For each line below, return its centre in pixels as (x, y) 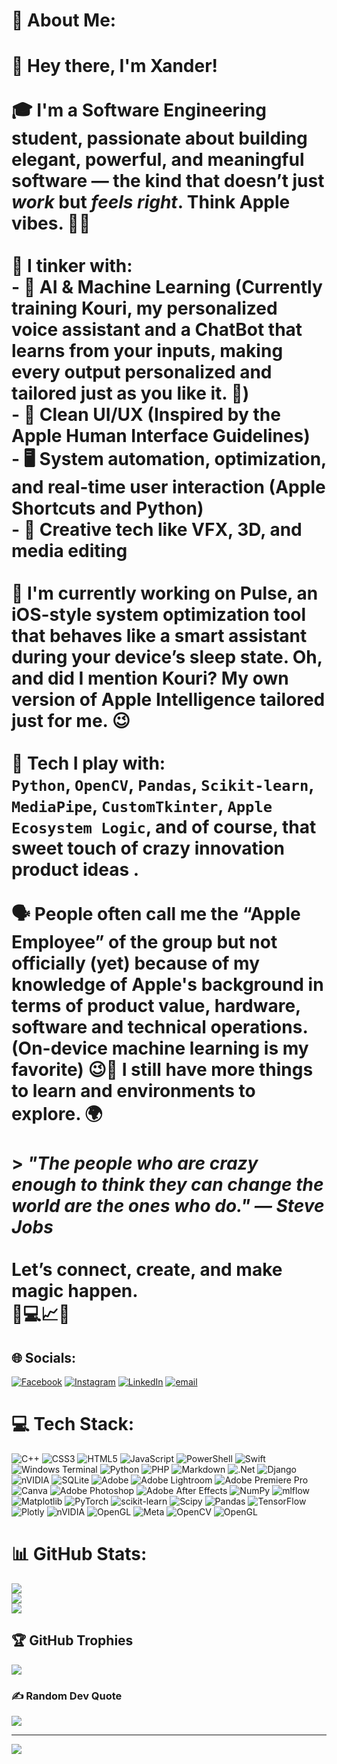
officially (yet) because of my (136, 963)
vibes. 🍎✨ (51, 223)
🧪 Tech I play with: (88, 763)
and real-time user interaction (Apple (168, 487)
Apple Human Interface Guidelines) (161, 436)
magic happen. (75, 1291)
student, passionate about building (159, 138)
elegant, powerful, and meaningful (158, 160)
